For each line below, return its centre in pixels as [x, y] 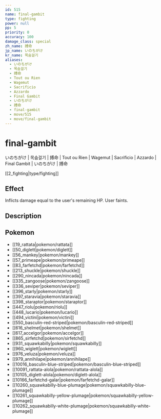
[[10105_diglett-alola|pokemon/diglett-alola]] [57, 374]
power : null [17, 23]
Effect [14, 188]
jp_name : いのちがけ [24, 50]
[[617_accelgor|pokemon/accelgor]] [48, 333]
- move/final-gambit [30, 119]
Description [23, 216]
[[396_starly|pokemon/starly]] [42, 291]
